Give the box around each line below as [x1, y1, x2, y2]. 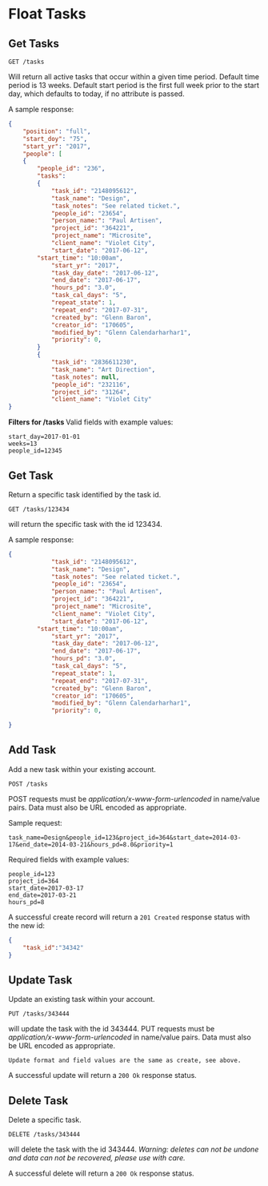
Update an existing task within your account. [8, 995, 155, 1004]
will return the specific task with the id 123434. [8, 519, 162, 529]
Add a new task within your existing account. [8, 764, 156, 774]
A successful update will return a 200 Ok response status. [8, 1071, 198, 1080]
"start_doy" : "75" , [22, 135, 88, 143]
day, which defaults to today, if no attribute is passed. [8, 89, 186, 98]
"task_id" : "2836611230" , [50, 358, 138, 366]
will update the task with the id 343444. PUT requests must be [8, 1024, 215, 1034]
